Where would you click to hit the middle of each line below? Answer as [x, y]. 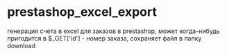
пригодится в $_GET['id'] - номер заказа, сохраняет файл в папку [104, 38]
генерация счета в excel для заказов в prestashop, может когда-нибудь [113, 31]
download [22, 45]
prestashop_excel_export [82, 12]
